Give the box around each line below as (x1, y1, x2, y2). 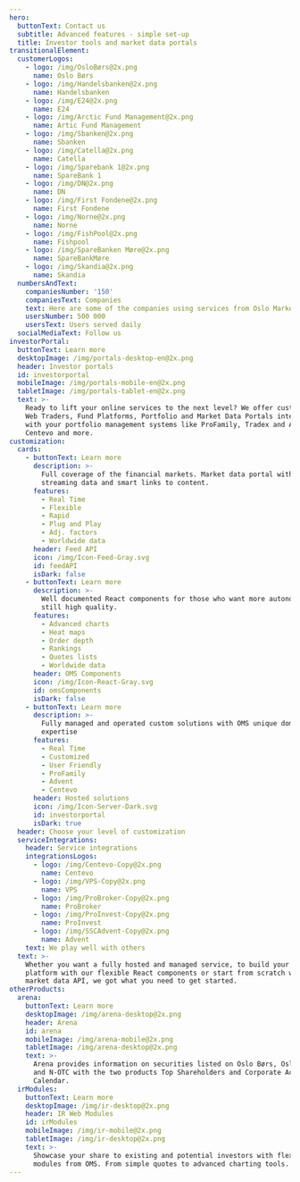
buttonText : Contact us (17, 21, 105, 30)
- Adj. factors (41, 528, 98, 537)
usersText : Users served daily (25, 321, 142, 330)
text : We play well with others (25, 943, 146, 952)
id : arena (25, 1027, 62, 1035)
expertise (41, 727, 78, 737)
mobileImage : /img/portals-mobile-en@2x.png (17, 379, 186, 388)
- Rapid (41, 511, 70, 521)
